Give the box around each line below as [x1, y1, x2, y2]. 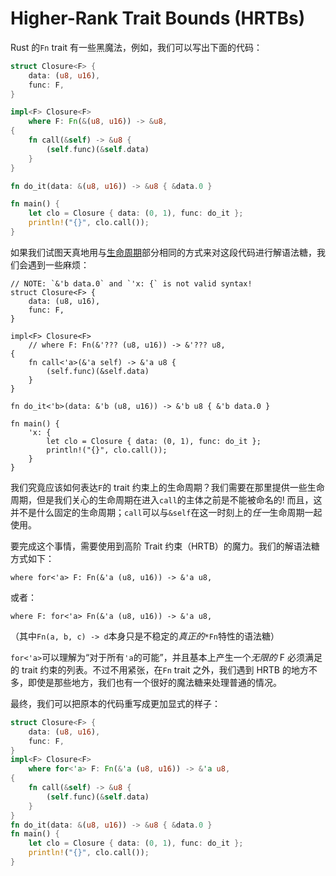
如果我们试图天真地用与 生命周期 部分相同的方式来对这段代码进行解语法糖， [10, 246, 317, 258]
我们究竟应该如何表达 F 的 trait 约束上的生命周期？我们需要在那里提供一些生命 [10, 481, 325, 493]
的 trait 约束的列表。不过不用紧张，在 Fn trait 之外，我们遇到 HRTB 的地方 [10, 663, 309, 676]
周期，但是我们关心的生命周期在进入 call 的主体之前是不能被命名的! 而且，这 [10, 493, 323, 506]
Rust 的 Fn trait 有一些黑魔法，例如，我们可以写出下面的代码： [10, 41, 263, 53]
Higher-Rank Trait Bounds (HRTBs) [10, 7, 306, 30]
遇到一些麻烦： [27, 258, 90, 271]
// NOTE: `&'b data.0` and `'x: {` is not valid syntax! [10, 278, 253, 289]
